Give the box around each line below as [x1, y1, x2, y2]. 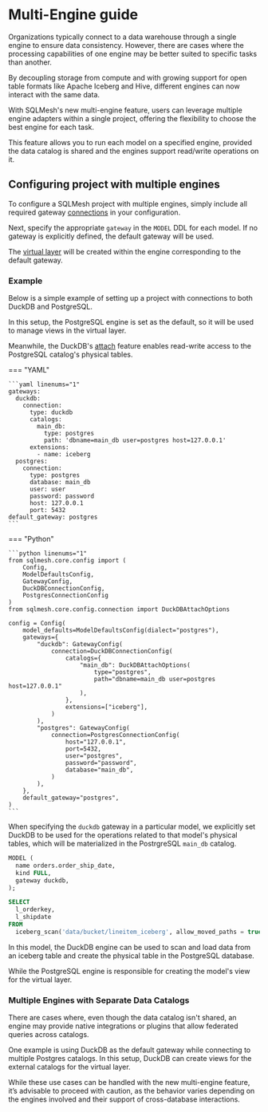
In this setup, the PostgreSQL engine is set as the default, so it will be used [8, 317, 254, 327]
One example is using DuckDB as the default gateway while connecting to [8, 1045, 251, 1055]
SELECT [8, 898, 30, 906]
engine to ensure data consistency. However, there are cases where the [8, 40, 245, 49]
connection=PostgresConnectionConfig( [50, 731, 180, 739]
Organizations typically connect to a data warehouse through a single [8, 32, 237, 41]
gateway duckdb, [15, 876, 69, 885]
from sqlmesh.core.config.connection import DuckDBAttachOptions [8, 605, 230, 613]
